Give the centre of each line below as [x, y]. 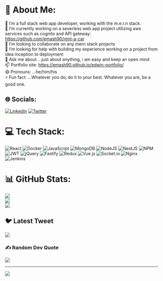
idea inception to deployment [34, 54]
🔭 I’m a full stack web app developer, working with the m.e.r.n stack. [73, 23]
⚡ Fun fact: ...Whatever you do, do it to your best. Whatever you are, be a [78, 77]
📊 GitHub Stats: [38, 179]
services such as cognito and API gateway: [48, 33]
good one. [15, 84]
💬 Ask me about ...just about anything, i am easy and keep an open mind [77, 59]
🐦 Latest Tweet [29, 221]
